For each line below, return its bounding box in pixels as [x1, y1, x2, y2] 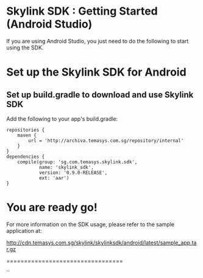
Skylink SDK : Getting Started [6, 4, 158, 18]
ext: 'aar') [38, 175, 69, 181]
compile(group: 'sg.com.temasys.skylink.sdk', [17, 159, 138, 165]
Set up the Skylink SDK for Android [6, 65, 187, 79]
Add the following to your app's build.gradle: [6, 115, 118, 123]
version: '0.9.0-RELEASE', [38, 169, 108, 176]
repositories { [6, 127, 45, 133]
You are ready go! [6, 201, 98, 215]
